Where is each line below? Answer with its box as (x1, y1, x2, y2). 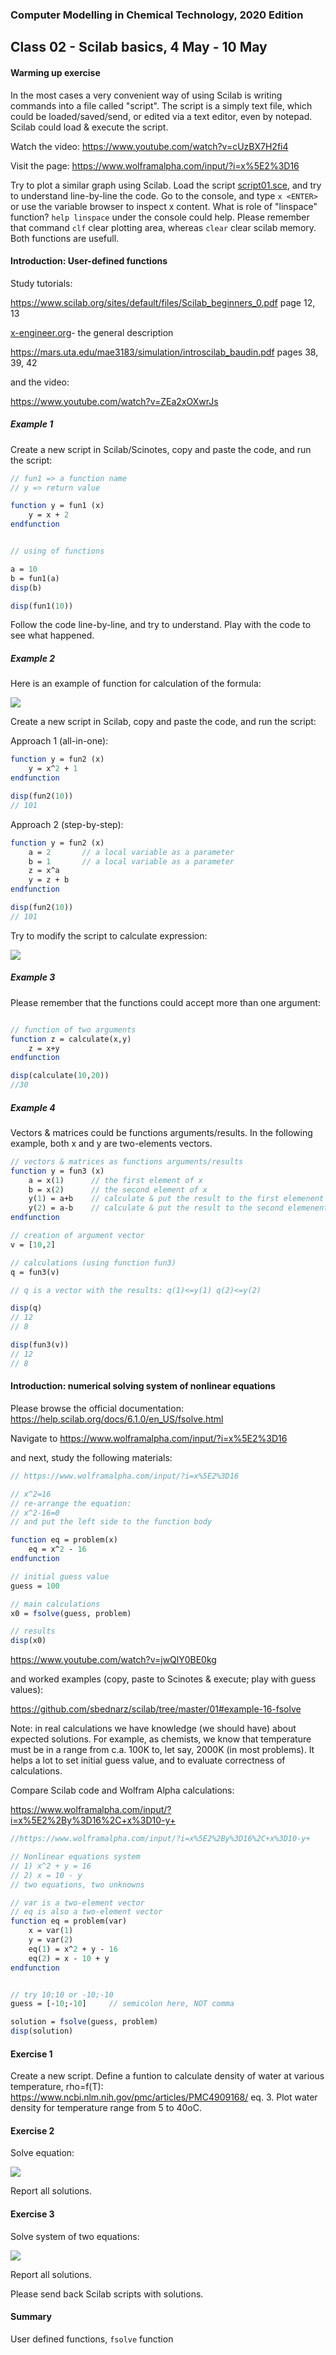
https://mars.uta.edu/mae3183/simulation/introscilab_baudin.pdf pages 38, (10, 346, 319, 358)
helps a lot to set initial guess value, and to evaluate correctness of (10, 1754, 286, 1767)
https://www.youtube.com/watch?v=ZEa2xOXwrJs (10, 395, 219, 407)
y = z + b (28, 875, 70, 885)
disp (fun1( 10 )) (10, 601, 74, 611)
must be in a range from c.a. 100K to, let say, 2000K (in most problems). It (10, 1744, 315, 1756)
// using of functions (10, 546, 105, 557)
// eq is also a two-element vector (10, 1907, 163, 1917)
